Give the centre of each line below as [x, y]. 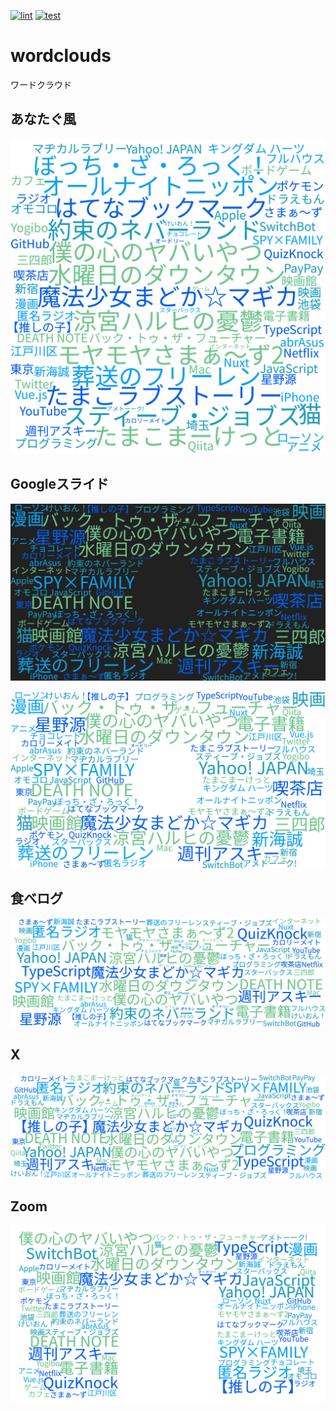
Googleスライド [59, 484]
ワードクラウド [41, 84]
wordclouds [61, 56]
